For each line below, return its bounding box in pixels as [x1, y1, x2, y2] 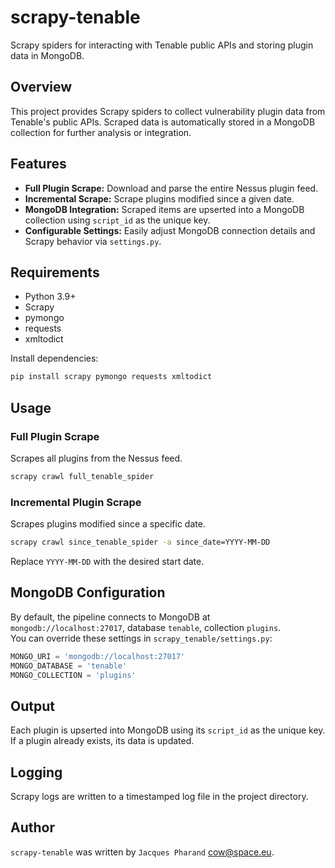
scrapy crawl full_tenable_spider [10, 471, 155, 481]
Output [10, 697, 55, 715]
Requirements [10, 264, 100, 281]
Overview [10, 79, 73, 96]
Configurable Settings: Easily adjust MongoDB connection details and [24, 224, 316, 236]
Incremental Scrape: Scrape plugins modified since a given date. [24, 192, 295, 205]
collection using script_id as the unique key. [24, 214, 211, 226]
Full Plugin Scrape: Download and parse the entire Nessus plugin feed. [24, 182, 319, 194]
